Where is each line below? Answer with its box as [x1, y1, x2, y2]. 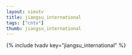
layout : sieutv [6, 8, 44, 15]
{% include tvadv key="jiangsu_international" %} [6, 42, 127, 49]
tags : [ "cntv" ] [6, 20, 44, 26]
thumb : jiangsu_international [6, 25, 82, 32]
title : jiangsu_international [6, 14, 82, 20]
